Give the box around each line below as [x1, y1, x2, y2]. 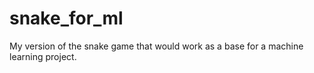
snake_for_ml [9, 7, 124, 30]
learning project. [9, 50, 77, 62]
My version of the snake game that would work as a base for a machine [9, 40, 304, 52]
